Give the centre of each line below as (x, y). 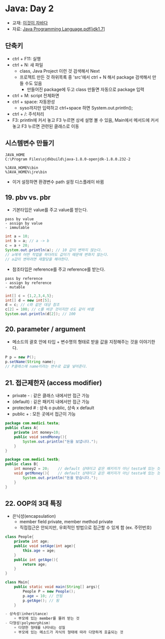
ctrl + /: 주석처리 (28, 114)
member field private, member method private (66, 522)
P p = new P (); (21, 357)
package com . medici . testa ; (33, 423)
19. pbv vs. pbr (28, 197)
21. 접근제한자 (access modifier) (54, 383)
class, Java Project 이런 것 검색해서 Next (60, 71)
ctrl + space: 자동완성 (34, 102)
